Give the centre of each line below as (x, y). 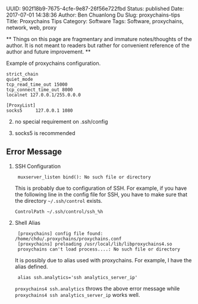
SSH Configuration (38, 166)
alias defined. (31, 267)
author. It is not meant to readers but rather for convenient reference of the (98, 45)
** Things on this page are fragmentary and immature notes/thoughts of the (99, 39)
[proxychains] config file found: (60, 234)
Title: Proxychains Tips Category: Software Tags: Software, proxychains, (95, 21)
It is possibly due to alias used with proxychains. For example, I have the (103, 260)
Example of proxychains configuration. (54, 63)
